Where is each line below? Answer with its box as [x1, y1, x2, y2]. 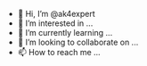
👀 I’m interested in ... [17, 18, 94, 29]
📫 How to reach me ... [17, 47, 101, 57]
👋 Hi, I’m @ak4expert [17, 9, 95, 19]
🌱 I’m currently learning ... [17, 28, 113, 37]
